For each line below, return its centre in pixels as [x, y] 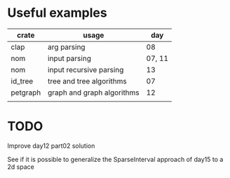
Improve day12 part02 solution [51, 146]
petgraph [26, 93]
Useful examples [57, 13]
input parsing [69, 58]
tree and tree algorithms [88, 81]
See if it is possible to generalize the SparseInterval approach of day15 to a [115, 159]
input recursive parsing [86, 69]
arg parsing [67, 47]
